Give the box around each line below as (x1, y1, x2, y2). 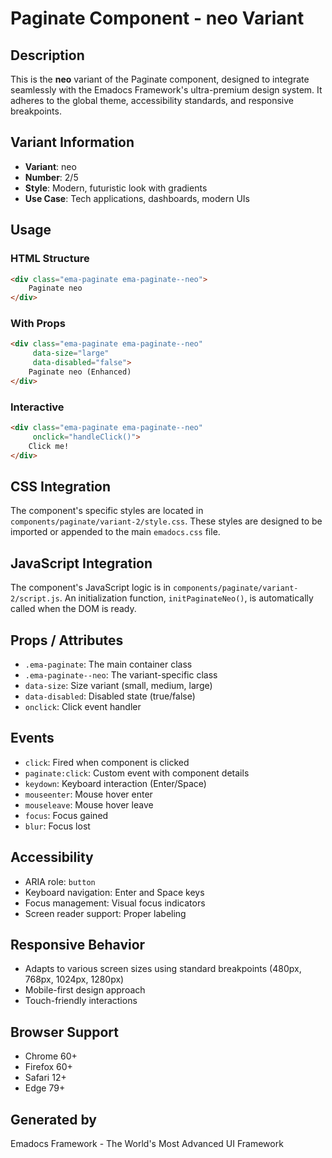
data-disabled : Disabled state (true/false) (24, 690, 196, 702)
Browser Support (10, 1023, 120, 1041)
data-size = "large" (32, 348, 110, 359)
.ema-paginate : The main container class (24, 658, 193, 671)
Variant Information (10, 134, 135, 151)
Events (10, 730, 55, 747)
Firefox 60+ (24, 1061, 73, 1073)
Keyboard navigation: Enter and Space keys (24, 886, 205, 898)
